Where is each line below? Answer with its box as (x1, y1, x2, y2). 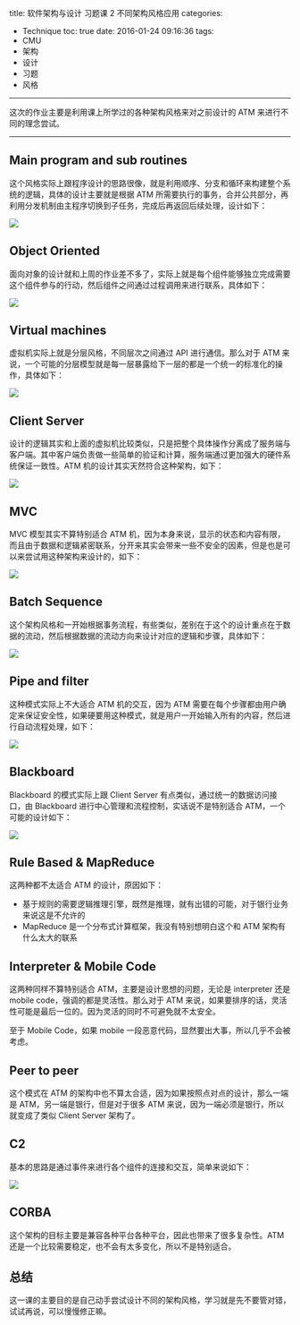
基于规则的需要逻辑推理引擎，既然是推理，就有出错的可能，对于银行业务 (21, 899, 288, 910)
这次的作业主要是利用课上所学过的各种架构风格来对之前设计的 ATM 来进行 (9, 107, 281, 117)
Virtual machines (9, 323, 107, 338)
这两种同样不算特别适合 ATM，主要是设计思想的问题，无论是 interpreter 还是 (9, 984, 291, 995)
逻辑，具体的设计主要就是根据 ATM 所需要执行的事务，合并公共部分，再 (24, 189, 289, 200)
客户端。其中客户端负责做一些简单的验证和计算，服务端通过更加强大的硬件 (9, 449, 283, 460)
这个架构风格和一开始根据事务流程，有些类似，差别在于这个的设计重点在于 (9, 619, 283, 629)
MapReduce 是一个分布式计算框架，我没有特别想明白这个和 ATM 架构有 (21, 921, 286, 932)
